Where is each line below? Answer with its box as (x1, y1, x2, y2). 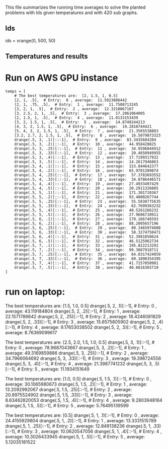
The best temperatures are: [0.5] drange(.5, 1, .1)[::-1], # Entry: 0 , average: (5, 412, 159, 418)
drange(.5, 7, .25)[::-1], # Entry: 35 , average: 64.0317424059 (14, 252, 161, 257)
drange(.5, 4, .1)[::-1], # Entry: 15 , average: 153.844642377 (14, 164, 158, 169)
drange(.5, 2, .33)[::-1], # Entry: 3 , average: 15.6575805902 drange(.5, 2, (5, 319, 157, 325)
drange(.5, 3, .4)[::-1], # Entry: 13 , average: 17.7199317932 (14, 155, 158, 160)
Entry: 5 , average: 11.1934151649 (21, 366, 90, 372)
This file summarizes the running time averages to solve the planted (5, 5, 146, 10)
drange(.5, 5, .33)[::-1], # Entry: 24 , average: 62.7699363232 (14, 203, 161, 208)
